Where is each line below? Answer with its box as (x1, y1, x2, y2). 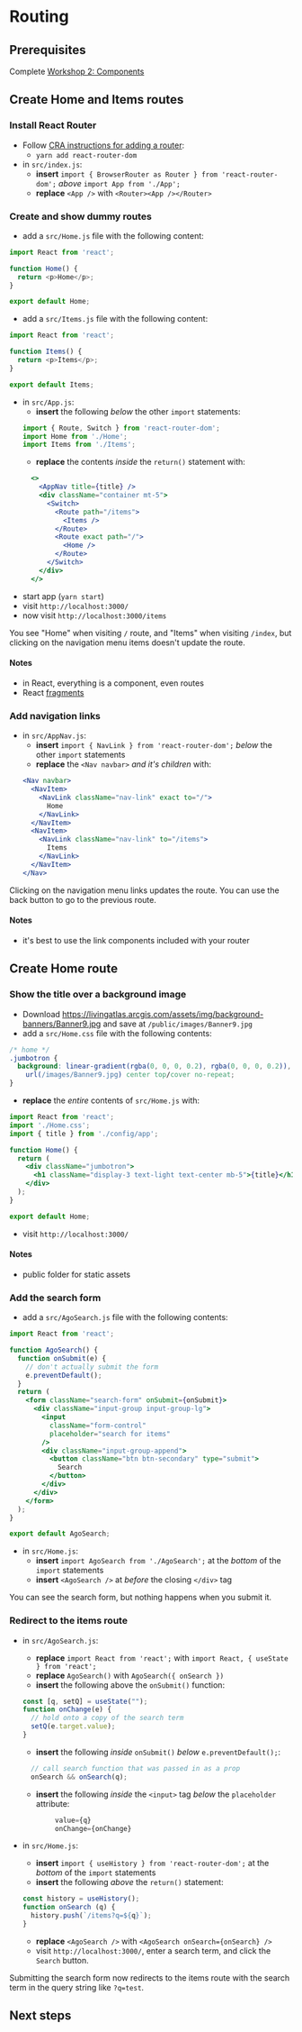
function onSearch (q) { (22, 1903, 116, 1912)
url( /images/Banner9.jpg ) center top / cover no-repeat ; (25, 1071, 235, 1080)
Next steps (9, 2008, 72, 2024)
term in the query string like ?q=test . (9, 1982, 145, 1992)
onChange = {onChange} (55, 1824, 132, 1833)
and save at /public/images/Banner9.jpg (102, 1018, 253, 1029)
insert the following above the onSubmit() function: (35, 1679, 226, 1690)
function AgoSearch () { (9, 1345, 99, 1354)
